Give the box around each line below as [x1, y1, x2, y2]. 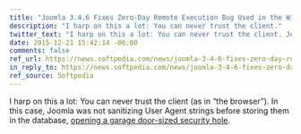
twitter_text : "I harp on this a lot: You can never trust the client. [9, 29, 282, 38]
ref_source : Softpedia [9, 71, 94, 80]
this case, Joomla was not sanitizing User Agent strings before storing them [9, 105, 289, 116]
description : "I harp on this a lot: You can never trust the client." [9, 21, 282, 30]
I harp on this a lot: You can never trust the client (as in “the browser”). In [9, 96, 279, 106]
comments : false [9, 46, 70, 55]
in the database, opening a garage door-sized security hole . [9, 114, 231, 125]
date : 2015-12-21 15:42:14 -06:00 [9, 38, 139, 47]
